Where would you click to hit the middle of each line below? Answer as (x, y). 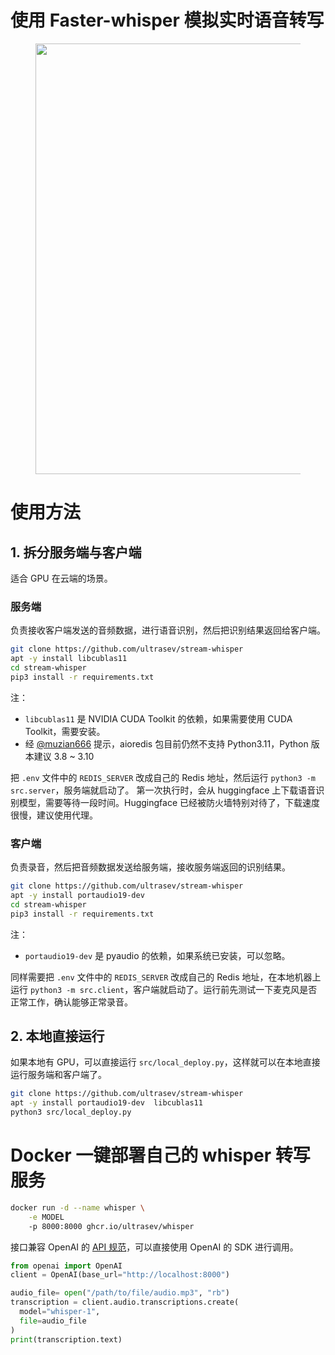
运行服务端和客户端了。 (58, 1075)
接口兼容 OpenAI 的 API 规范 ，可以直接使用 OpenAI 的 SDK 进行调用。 (154, 1247)
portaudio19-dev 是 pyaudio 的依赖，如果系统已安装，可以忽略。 (157, 955)
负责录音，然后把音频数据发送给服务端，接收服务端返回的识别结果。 (150, 867)
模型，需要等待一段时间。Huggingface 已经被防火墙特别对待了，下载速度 (169, 802)
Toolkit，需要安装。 (65, 731)
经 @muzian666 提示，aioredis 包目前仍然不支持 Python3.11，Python (166, 743)
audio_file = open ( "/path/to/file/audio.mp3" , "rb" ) (120, 1293)
